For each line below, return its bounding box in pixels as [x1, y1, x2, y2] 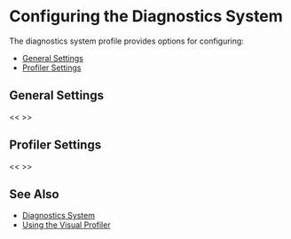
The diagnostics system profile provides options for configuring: [9, 36, 244, 46]
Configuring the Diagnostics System [9, 6, 284, 27]
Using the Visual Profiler [21, 219, 111, 230]
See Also [9, 187, 59, 202]
